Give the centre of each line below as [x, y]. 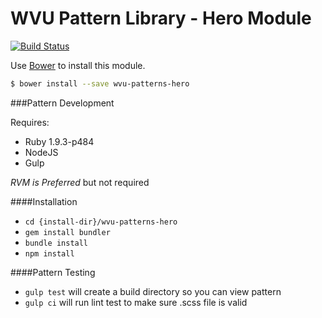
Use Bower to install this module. [78, 65]
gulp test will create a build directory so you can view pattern [153, 291]
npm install [49, 253]
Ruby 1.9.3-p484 [59, 141]
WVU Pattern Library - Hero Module [161, 18]
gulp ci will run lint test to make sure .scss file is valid [136, 302]
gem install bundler [67, 232]
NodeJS [41, 152]
